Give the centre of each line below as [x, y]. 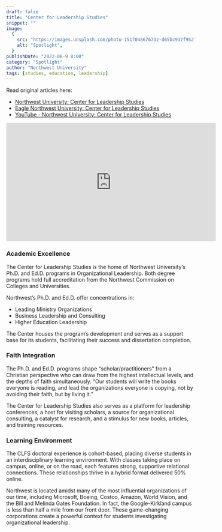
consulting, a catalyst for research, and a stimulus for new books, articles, [97, 419]
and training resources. [35, 425]
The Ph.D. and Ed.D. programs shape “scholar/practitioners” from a [89, 368]
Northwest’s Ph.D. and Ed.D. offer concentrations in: [70, 297]
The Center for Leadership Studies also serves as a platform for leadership [98, 405]
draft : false [22, 12]
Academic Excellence [38, 254]
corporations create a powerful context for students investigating [86, 516]
